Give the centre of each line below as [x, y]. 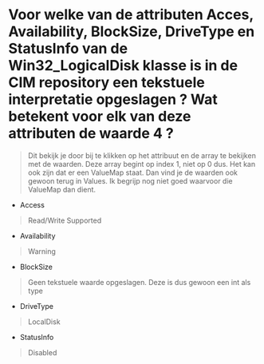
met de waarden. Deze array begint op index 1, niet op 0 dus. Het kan [142, 164]
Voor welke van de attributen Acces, [131, 15]
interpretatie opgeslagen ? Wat [113, 99]
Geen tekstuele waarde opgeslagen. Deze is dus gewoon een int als [139, 282]
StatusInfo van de [68, 49]
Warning [41, 251]
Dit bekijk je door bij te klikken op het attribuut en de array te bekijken [142, 155]
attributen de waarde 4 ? [91, 134]
